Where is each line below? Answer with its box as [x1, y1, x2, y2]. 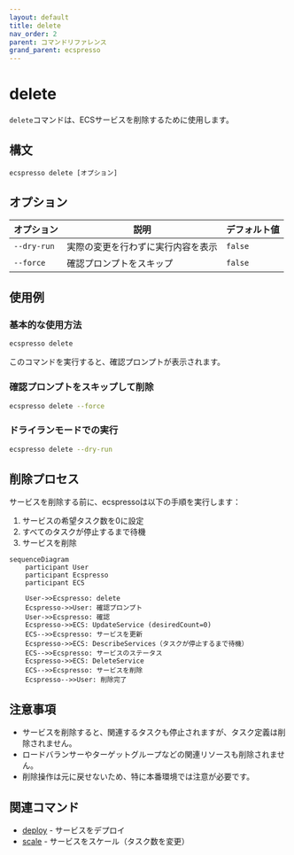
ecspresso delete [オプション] [9, 168, 118, 177]
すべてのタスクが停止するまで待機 [21, 526, 146, 537]
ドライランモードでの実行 [9, 424, 119, 437]
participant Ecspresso [25, 571, 109, 580]
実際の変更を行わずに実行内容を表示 [66, 240, 219, 253]
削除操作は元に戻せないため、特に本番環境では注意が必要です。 [21, 772, 255, 782]
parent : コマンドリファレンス [9, 37, 107, 47]
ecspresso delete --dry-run [9, 445, 113, 454]
